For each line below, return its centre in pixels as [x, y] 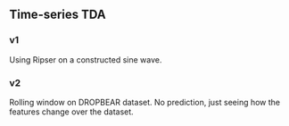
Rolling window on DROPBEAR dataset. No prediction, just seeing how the [145, 102]
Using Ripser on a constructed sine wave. [86, 59]
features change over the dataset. [71, 112]
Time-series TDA [58, 15]
